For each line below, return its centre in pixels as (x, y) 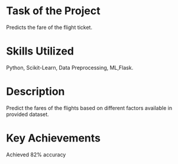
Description (35, 91)
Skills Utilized (40, 51)
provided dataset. (27, 114)
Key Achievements (53, 138)
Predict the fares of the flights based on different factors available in (89, 108)
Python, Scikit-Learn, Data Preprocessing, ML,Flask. (70, 67)
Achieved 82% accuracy (36, 155)
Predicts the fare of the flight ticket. (49, 27)
